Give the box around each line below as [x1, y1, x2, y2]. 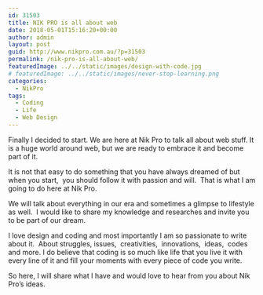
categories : [8, 77, 47, 85]
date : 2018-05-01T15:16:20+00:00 [8, 26, 118, 34]
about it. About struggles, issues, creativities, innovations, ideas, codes [8, 239, 248, 248]
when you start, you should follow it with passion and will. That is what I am [8, 175, 256, 184]
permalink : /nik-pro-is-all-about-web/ [8, 56, 139, 64]
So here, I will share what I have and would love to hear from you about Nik [8, 271, 250, 280]
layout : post [8, 41, 51, 49]
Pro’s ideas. [8, 279, 46, 289]
